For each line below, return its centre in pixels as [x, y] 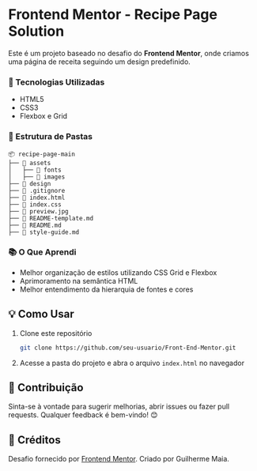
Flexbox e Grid [43, 116]
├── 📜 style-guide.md [44, 232]
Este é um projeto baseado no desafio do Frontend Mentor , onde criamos [128, 53]
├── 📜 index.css [35, 204]
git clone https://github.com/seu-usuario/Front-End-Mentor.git [128, 348]
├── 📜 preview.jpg [38, 211]
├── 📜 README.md [35, 225]
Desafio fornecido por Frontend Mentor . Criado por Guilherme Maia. [119, 459]
